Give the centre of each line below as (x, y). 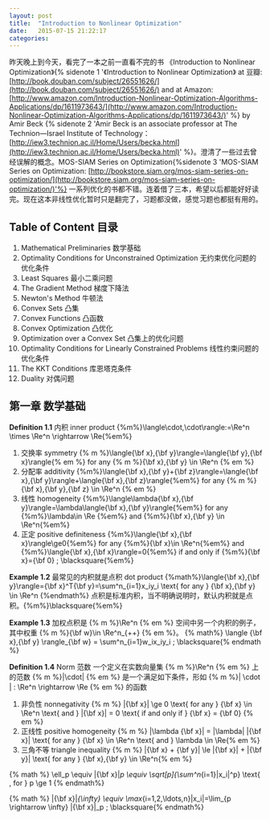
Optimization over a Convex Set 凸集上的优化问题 (102, 338)
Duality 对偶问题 (47, 379)
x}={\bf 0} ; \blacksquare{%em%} (77, 560)
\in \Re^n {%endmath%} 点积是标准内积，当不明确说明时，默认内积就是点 (131, 595)
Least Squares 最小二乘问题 (67, 278)
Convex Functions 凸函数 (62, 318)
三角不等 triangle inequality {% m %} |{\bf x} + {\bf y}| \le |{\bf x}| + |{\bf (141, 749)
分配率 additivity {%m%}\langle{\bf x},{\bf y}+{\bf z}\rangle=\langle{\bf (139, 471)
